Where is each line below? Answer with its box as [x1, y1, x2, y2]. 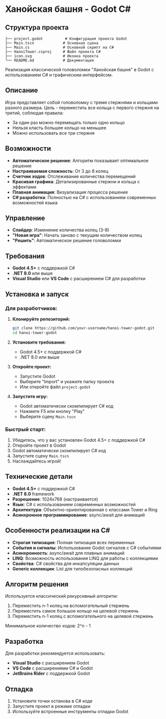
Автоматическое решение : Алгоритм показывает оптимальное [12, 157, 149, 163]
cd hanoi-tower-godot [12, 330, 57, 335]
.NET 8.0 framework [12, 491, 55, 497]
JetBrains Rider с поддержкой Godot [12, 670, 90, 676]
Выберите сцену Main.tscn [19, 413, 76, 419]
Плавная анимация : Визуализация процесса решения [12, 189, 128, 195]
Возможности [5, 145, 51, 153]
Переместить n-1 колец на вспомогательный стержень [12, 603, 130, 609]
